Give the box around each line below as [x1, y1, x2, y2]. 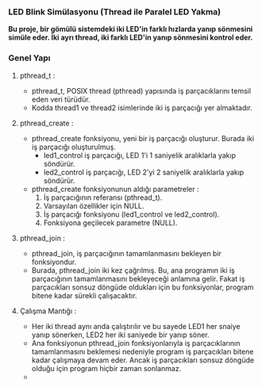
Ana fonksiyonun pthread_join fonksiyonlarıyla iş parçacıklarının [31, 338, 241, 347]
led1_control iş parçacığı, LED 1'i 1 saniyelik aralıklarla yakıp [43, 150, 237, 160]
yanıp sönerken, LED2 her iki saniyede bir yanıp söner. [31, 330, 210, 339]
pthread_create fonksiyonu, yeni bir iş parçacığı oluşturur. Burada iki [31, 133, 255, 143]
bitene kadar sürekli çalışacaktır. [31, 290, 137, 300]
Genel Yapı [8, 52, 51, 63]
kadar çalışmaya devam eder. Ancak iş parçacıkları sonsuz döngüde [31, 355, 255, 365]
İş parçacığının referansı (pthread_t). [43, 193, 163, 202]
